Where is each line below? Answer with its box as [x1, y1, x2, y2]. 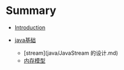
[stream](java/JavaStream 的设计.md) [23, 49, 119, 57]
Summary [5, 4, 56, 18]
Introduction [14, 24, 46, 31]
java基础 [14, 36, 36, 43]
